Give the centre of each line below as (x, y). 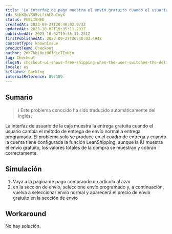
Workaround (26, 214)
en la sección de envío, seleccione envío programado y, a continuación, (88, 187)
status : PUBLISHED (25, 19)
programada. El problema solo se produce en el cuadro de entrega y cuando (86, 137)
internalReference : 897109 (34, 77)
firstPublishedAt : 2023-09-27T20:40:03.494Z (53, 39)
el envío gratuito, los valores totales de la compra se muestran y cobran (81, 147)
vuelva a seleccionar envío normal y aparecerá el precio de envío (81, 192)
